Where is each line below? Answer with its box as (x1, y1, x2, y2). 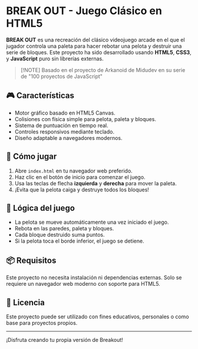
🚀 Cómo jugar (6, 152, 57, 162)
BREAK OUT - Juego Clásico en (6, 4, 162, 18)
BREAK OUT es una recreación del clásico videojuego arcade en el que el (6, 36, 185, 43)
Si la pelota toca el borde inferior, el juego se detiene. (14, 237, 144, 244)
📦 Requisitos (6, 255, 57, 265)
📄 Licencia (6, 297, 45, 308)
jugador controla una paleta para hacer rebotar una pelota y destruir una (6, 43, 182, 50)
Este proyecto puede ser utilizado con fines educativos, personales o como (6, 313, 190, 320)
